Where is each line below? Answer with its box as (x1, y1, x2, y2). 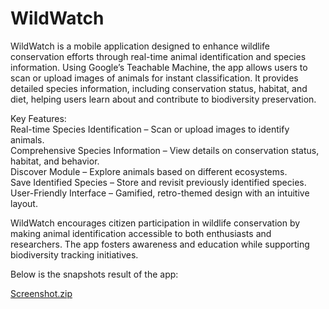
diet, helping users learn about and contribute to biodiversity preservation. (10, 93, 317, 105)
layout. (10, 197, 38, 209)
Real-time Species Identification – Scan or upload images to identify (10, 123, 290, 135)
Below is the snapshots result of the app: (10, 268, 179, 280)
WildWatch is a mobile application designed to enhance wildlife (10, 40, 271, 52)
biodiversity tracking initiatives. (10, 248, 139, 261)
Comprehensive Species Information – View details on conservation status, (10, 144, 320, 156)
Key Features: (10, 112, 67, 124)
